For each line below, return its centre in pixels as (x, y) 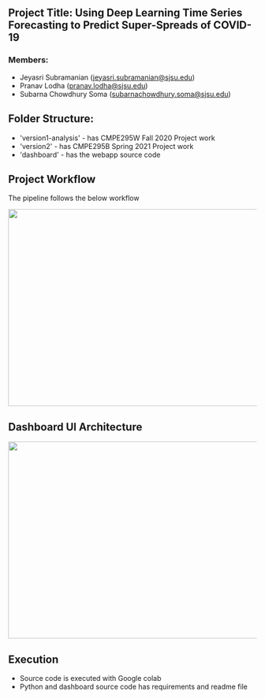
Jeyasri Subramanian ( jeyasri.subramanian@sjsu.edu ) (107, 77)
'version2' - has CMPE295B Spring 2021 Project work (106, 146)
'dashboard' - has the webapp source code (90, 154)
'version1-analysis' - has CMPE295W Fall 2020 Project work (117, 138)
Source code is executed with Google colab (90, 678)
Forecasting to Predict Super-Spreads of (110, 26)
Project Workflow (52, 179)
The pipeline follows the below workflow (74, 198)
